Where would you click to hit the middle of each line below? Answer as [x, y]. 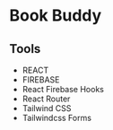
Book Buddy [56, 16]
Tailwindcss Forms [57, 118]
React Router [46, 99]
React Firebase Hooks [63, 89]
